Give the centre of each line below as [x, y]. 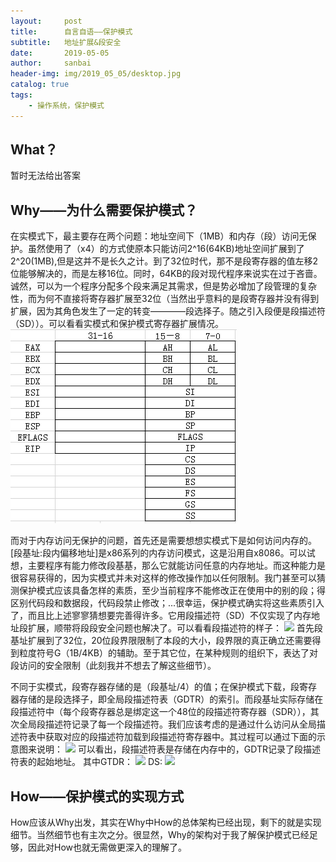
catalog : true [40, 85]
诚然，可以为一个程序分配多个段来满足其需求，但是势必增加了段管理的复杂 [163, 286]
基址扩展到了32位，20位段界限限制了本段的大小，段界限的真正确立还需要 [161, 641]
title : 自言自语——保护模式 [71, 31]
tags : [21, 95]
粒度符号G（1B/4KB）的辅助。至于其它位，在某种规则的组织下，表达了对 [168, 653]
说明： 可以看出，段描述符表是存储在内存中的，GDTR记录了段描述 [179, 749]
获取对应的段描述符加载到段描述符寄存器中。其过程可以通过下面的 [180, 737]
